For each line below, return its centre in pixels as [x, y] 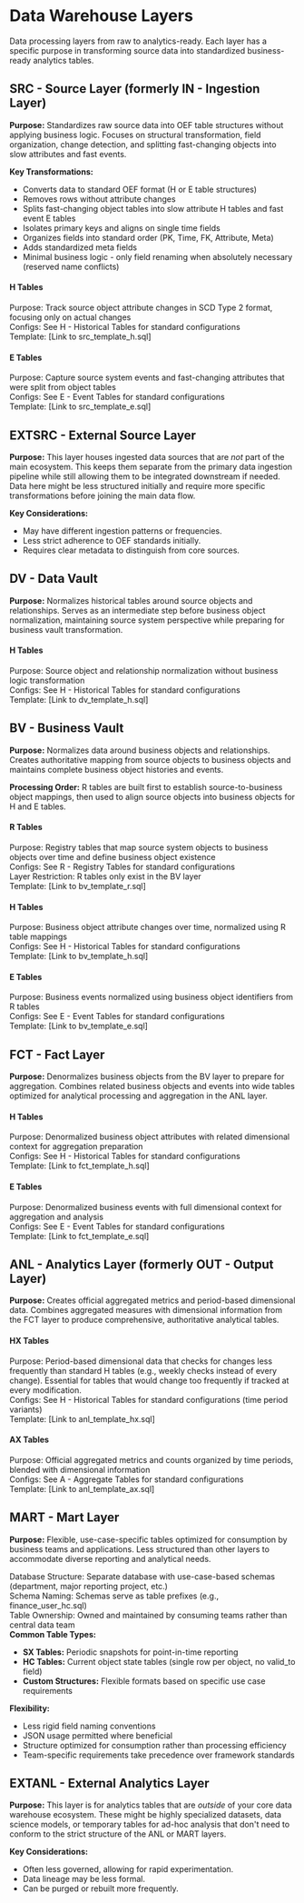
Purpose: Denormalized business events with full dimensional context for [146, 1207]
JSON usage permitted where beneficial [98, 1735]
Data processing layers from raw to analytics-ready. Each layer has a [138, 41]
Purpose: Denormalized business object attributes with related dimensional [150, 1137]
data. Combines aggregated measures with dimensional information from [146, 1310]
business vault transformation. [66, 629]
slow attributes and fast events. [68, 154]
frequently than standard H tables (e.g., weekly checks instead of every [143, 1370]
